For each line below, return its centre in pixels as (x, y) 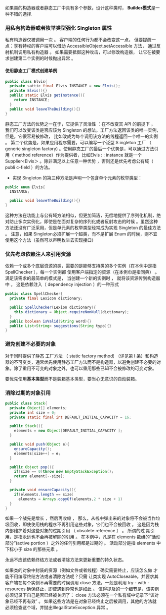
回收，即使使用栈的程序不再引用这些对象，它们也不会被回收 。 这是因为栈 (84, 524)
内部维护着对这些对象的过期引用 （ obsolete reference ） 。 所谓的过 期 (78, 531)
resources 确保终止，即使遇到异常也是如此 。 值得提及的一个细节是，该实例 (82, 589)
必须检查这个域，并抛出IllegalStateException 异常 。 (58, 608)
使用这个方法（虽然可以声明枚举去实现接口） (51, 240)
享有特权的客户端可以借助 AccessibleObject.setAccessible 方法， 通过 (85, 46)
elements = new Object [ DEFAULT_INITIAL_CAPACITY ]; (68, 431)
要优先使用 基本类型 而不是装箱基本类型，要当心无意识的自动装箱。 (72, 379)
